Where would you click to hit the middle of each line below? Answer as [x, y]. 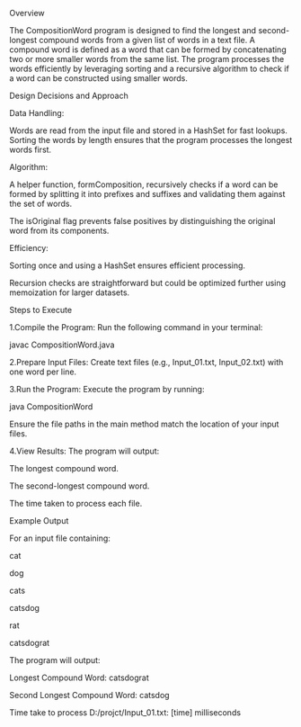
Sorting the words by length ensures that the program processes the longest [151, 140]
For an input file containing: [60, 538]
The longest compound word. [64, 468]
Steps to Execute [41, 310]
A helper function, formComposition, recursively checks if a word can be [144, 184]
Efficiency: [29, 248]
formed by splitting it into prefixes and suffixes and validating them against [147, 194]
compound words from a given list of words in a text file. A [147, 40]
